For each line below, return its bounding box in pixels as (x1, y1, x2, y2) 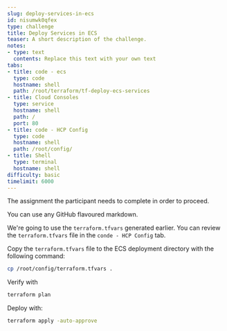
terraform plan (7, 291, 51, 298)
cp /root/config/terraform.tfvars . (7, 265, 113, 273)
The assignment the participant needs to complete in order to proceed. (7, 197, 210, 205)
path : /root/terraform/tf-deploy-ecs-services (13, 87, 150, 94)
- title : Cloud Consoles (7, 94, 79, 101)
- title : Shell (7, 152, 51, 160)
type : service (13, 101, 54, 108)
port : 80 (13, 119, 39, 127)
